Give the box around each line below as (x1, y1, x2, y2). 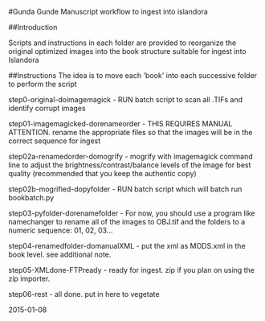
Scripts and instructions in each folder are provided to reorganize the (8, 38, 237, 47)
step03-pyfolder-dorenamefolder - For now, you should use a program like (8, 208, 255, 218)
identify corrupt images (8, 104, 86, 113)
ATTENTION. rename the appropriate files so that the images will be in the (8, 128, 253, 137)
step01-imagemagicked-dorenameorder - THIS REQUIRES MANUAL (8, 119, 233, 128)
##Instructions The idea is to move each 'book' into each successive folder (8, 71, 258, 80)
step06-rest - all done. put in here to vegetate (8, 290, 160, 298)
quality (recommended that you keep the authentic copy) (8, 169, 197, 178)
